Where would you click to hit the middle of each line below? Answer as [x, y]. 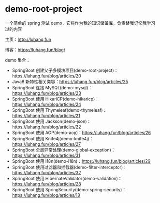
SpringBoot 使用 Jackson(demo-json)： [51, 121]
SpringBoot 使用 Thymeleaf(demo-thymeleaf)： [59, 110]
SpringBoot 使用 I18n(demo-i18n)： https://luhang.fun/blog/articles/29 [81, 161]
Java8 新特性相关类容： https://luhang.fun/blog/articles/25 [70, 82]
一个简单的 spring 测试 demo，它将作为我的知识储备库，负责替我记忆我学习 [80, 23]
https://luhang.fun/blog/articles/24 [46, 104]
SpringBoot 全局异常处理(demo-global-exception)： [64, 150]
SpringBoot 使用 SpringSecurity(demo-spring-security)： [69, 189]
